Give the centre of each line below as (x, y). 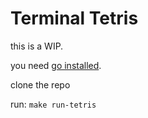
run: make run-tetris (53, 104)
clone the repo (40, 84)
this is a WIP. (37, 46)
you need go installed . (56, 65)
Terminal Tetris (74, 18)
